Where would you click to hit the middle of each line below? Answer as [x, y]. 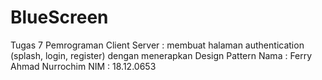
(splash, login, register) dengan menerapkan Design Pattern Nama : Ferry [161, 55]
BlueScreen [59, 17]
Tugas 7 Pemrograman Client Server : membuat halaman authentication [157, 45]
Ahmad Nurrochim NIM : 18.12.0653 [83, 66]
